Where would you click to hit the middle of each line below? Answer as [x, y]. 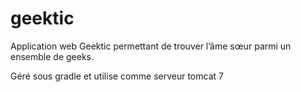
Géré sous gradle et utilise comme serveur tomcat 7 [117, 76]
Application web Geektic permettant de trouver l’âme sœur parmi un [151, 46]
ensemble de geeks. [52, 56]
